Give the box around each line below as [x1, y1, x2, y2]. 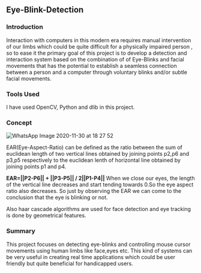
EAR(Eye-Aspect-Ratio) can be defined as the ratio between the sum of [6, 144, 183, 151]
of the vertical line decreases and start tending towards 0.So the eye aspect [6, 181, 194, 188]
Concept [6, 118, 32, 127]
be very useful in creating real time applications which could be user [6, 253, 176, 260]
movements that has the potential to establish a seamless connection [6, 62, 177, 69]
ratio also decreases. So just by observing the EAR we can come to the [6, 188, 182, 195]
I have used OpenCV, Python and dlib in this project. [6, 103, 135, 111]
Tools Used [6, 90, 40, 98]
